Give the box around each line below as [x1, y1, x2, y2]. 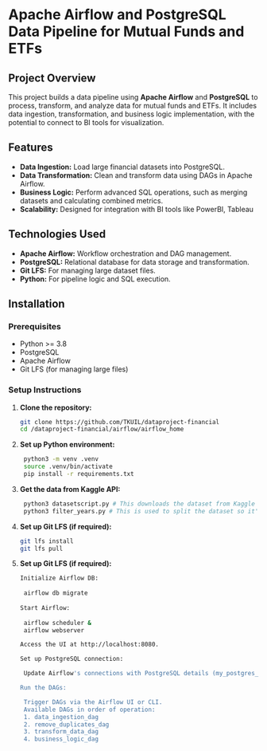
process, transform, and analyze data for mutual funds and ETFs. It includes [8, 101, 257, 110]
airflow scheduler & [23, 619, 92, 627]
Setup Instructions [8, 384, 82, 395]
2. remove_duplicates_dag [23, 720, 110, 729]
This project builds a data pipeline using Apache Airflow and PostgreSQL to [8, 92, 258, 101]
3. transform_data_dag [23, 728, 99, 736]
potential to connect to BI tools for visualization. [8, 118, 164, 127]
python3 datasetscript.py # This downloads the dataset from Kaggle [23, 500, 256, 508]
